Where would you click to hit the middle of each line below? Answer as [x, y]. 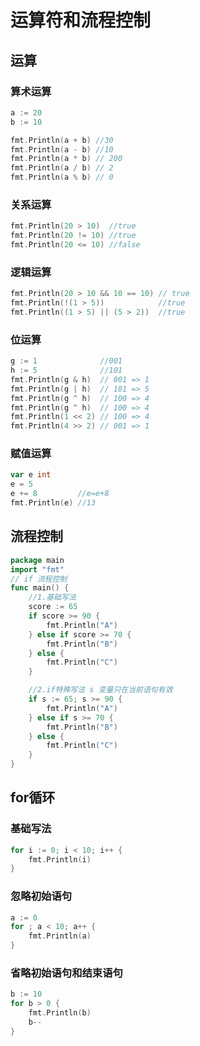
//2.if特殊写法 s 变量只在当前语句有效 [100, 690]
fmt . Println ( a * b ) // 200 [66, 159]
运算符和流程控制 [81, 20]
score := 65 [53, 607]
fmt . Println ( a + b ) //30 [62, 140]
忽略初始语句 [41, 896]
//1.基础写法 [52, 597]
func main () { [40, 588]
